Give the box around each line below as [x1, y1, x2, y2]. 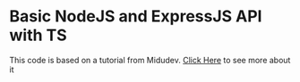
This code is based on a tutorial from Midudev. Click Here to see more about [9, 54, 291, 65]
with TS [9, 25, 67, 45]
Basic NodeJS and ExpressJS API [9, 6, 262, 27]
